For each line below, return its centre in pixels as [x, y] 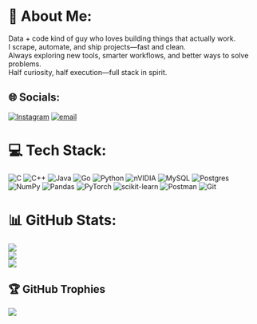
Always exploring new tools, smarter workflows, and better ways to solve [128, 55]
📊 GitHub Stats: [63, 220]
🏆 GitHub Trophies [57, 289]
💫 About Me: [50, 16]
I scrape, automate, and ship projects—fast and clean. [97, 46]
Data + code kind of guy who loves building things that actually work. [122, 38]
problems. [25, 64]
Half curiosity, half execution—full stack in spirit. [88, 72]
